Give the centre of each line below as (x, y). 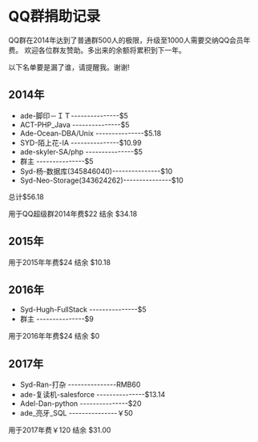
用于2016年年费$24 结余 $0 (54, 336)
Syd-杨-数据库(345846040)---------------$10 (96, 171)
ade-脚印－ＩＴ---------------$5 (74, 115)
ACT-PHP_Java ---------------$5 (75, 124)
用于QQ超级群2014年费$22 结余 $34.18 (73, 214)
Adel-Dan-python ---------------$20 (81, 404)
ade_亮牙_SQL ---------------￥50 (77, 413)
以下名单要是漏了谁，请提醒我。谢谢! (69, 67)
